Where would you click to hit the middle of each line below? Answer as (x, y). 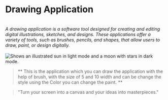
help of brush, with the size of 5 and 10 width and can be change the (89, 77)
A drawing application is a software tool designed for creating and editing (83, 29)
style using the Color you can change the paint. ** (70, 82)
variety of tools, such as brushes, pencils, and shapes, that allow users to (83, 40)
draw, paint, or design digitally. (38, 45)
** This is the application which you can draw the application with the (90, 71)
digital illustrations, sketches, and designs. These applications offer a (78, 34)
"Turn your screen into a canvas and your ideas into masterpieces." (88, 92)
